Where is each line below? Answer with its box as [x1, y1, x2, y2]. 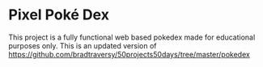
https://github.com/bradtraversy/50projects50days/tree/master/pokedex [8, 49, 251, 59]
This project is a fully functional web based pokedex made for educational [8, 32, 256, 42]
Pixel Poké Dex [8, 6, 109, 24]
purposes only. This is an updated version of [8, 40, 157, 50]
